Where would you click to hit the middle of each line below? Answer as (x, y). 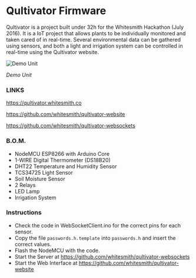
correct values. (33, 244)
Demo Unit (19, 75)
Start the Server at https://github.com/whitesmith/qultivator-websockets (102, 256)
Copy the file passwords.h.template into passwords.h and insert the (95, 238)
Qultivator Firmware (56, 11)
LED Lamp (27, 191)
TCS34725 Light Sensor (44, 172)
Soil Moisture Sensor (40, 179)
